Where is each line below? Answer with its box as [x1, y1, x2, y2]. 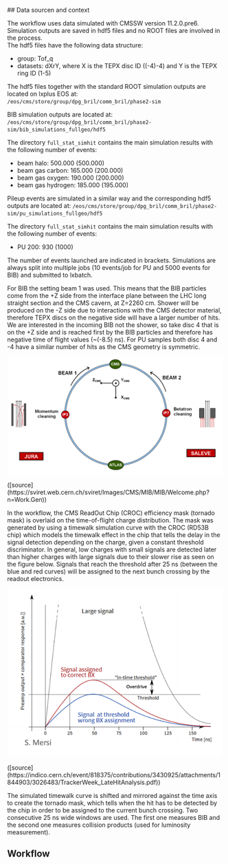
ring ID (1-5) [16, 69, 52, 77]
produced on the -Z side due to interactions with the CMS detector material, [7, 306, 222, 314]
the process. [7, 34, 43, 42]
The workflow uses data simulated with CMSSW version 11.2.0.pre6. [7, 19, 199, 27]
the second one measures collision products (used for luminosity [7, 821, 191, 829]
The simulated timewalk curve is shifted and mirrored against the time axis [7, 791, 218, 799]
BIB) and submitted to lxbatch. [7, 271, 93, 279]
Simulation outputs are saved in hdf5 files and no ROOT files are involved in [7, 27, 220, 34]
